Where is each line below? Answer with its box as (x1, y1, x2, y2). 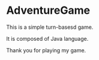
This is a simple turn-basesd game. (6, 23, 94, 31)
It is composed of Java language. (6, 35, 89, 42)
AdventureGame (6, 4, 91, 17)
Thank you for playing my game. (6, 46, 86, 54)
